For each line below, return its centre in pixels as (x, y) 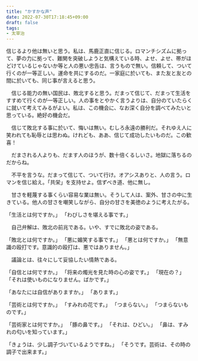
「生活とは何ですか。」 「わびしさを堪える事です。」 (69, 215)
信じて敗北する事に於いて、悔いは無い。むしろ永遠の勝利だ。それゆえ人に (101, 128)
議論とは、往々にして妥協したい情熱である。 (65, 260)
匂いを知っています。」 (43, 332)
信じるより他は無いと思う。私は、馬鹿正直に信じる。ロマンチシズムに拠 (94, 51)
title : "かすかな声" (29, 12)
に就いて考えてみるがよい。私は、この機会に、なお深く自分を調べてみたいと (99, 108)
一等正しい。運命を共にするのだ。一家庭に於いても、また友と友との (109, 73)
